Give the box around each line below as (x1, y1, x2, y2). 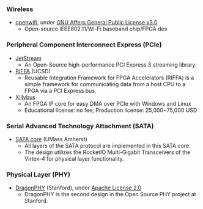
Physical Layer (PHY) (6, 170, 70, 178)
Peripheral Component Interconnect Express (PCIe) (6, 40, 162, 49)
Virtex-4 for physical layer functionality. (24, 155, 124, 162)
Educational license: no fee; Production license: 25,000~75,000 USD (24, 106, 197, 114)
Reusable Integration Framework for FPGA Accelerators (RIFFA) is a (24, 74, 194, 81)
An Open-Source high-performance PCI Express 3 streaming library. (24, 61, 197, 68)
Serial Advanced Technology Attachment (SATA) (6, 122, 154, 130)
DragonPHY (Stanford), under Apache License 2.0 (15, 184, 142, 191)
